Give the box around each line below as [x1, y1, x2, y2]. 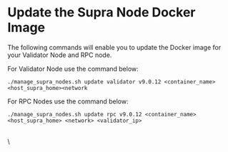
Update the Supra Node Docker [7, 4, 196, 21]
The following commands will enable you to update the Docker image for [7, 43, 222, 51]
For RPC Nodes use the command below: [7, 97, 129, 106]
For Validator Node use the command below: [7, 64, 139, 73]
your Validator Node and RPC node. [7, 51, 112, 59]
